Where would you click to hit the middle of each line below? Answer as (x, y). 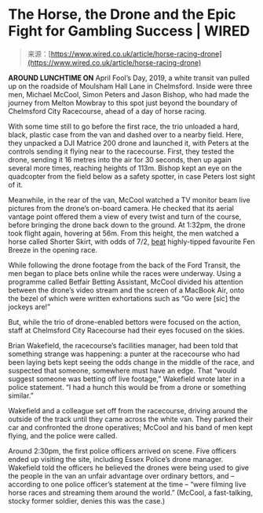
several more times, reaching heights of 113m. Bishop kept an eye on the (125, 168)
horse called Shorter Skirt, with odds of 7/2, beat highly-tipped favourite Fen (131, 242)
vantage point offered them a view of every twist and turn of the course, (125, 216)
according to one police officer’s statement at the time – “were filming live (127, 484)
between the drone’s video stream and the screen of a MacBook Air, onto (126, 290)
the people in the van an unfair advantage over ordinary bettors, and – (121, 475)
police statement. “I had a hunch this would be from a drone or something (127, 387)
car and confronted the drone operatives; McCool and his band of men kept (131, 427)
